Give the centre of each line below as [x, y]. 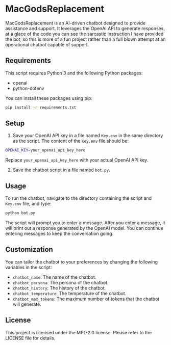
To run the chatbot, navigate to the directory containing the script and [79, 198]
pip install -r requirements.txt [41, 108]
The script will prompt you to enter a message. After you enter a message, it [85, 223]
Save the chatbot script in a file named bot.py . [62, 170]
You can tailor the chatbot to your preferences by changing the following [82, 262]
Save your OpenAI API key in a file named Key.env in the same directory [88, 136]
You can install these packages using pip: [49, 98]
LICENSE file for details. [30, 338]
